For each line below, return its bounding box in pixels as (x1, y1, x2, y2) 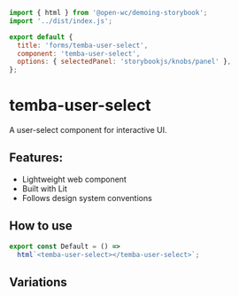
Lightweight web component (21, 174, 127, 184)
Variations (9, 275, 68, 290)
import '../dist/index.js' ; (9, 16, 113, 26)
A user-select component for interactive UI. (9, 125, 167, 136)
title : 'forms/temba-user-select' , (17, 41, 149, 50)
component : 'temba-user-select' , (17, 49, 141, 58)
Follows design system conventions (21, 192, 152, 203)
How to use (9, 218, 73, 234)
